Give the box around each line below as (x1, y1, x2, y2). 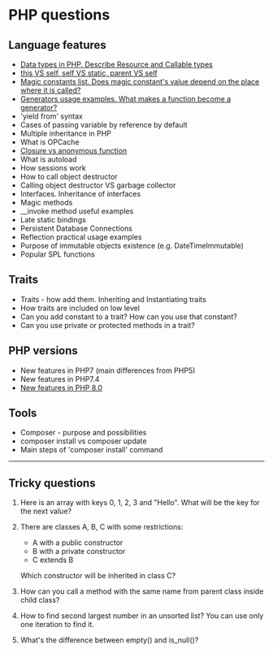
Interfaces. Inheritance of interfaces (19, 189, 141, 198)
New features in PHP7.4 (19, 374, 100, 383)
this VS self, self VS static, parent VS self (19, 68, 158, 78)
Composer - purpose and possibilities (19, 428, 147, 438)
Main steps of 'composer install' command (19, 445, 163, 455)
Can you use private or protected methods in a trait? (19, 320, 195, 330)
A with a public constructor (32, 538, 123, 547)
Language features (8, 38, 107, 52)
